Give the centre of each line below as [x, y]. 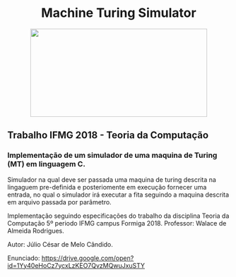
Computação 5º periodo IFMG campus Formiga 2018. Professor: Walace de [117, 223]
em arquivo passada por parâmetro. [59, 202]
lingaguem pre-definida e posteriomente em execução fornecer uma [107, 187]
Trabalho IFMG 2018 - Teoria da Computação [108, 135]
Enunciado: [24, 258]
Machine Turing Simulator [119, 13]
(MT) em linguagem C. [47, 164]
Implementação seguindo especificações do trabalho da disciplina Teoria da [118, 216]
